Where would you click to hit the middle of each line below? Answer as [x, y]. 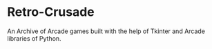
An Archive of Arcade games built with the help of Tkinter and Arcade [106, 31]
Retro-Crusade [51, 12]
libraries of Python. [34, 38]
